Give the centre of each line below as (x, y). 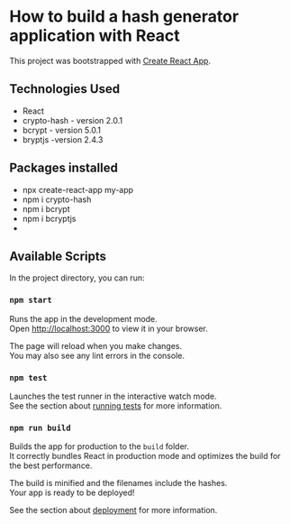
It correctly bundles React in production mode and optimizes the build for (145, 456)
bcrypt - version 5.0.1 (62, 130)
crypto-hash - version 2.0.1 (72, 120)
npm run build (40, 427)
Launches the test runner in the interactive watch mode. (113, 396)
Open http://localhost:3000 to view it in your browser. (109, 328)
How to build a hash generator (124, 17)
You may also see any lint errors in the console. (97, 355)
